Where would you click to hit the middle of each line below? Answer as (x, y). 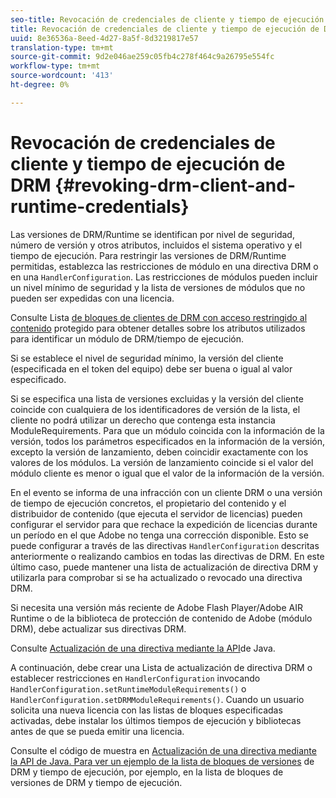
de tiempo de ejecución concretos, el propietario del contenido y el (148, 503)
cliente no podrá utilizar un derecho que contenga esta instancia (143, 420)
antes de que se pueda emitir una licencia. (97, 731)
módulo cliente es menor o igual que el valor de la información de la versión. (167, 473)
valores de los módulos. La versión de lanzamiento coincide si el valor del (162, 462)
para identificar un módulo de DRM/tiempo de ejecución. (127, 338)
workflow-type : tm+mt (55, 66)
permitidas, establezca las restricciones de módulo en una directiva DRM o (164, 266)
